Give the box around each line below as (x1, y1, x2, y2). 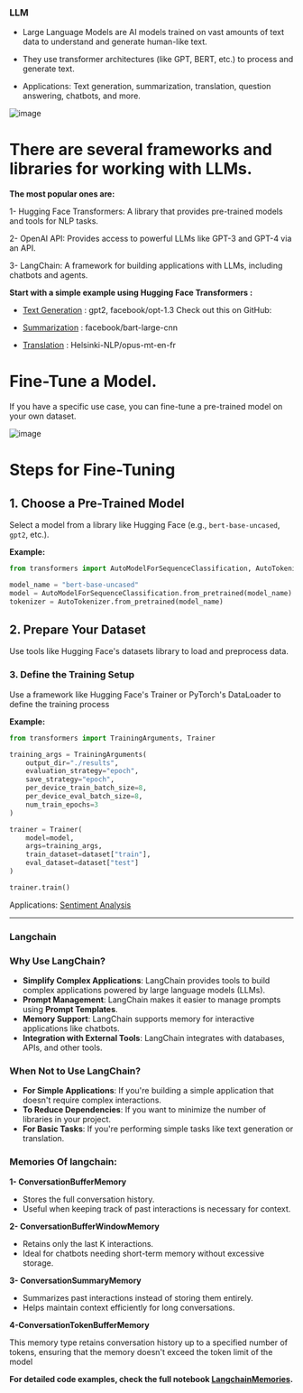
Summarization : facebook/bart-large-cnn (22, 322, 179, 333)
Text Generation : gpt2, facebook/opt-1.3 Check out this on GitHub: (22, 305, 272, 316)
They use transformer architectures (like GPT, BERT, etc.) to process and (22, 54, 294, 65)
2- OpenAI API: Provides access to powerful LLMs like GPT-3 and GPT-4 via (9, 233, 292, 244)
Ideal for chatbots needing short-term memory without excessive (22, 1248, 264, 1259)
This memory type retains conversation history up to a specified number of (9, 1337, 289, 1348)
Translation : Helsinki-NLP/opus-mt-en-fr (22, 340, 177, 351)
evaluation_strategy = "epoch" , (25, 767, 140, 776)
